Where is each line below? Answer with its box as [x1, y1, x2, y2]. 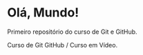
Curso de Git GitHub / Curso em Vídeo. [7, 41, 118, 49]
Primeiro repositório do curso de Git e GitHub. [7, 27, 137, 36]
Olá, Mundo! [7, 5, 79, 21]
